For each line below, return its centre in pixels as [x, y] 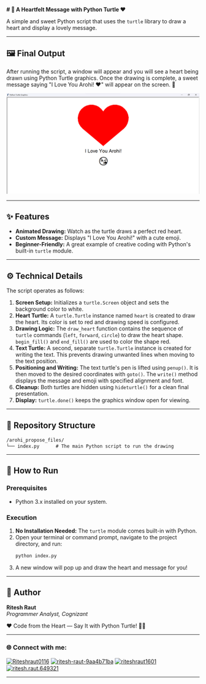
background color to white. [49, 309]
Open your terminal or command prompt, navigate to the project [96, 538]
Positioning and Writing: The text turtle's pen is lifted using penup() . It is [107, 368]
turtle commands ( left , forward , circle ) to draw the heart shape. [99, 335]
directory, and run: [39, 544]
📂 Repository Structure [51, 425]
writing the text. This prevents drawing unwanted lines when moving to [105, 355]
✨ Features [28, 217]
